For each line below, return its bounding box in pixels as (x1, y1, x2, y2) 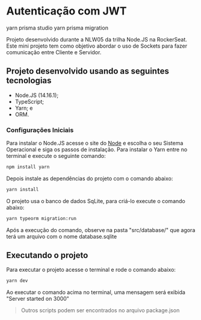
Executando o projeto (6, 250, 88, 260)
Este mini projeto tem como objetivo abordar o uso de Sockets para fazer (6, 42, 188, 49)
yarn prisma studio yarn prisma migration (6, 24, 108, 31)
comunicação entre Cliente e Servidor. (6, 48, 102, 55)
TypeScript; (14, 98, 44, 105)
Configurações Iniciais (6, 125, 74, 134)
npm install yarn (6, 164, 50, 170)
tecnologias (6, 75, 52, 86)
